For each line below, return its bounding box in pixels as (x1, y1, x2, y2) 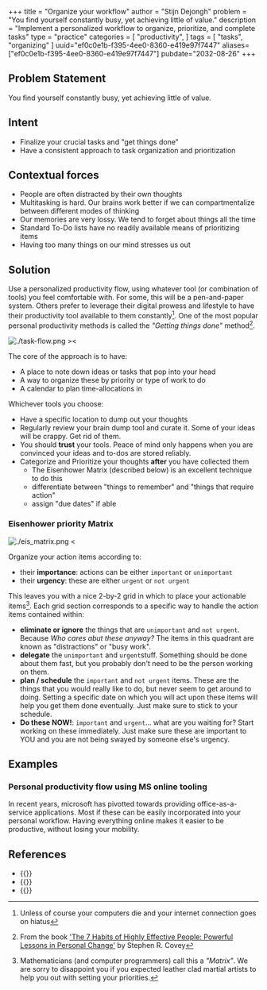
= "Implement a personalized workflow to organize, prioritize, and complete (8, 24, 256, 33)
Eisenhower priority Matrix (8, 518, 114, 530)
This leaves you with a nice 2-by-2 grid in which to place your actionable (8, 591, 246, 600)
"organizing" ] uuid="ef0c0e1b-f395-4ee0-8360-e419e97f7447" (8, 40, 221, 50)
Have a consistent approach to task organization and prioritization (19, 145, 236, 155)
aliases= (222, 40, 250, 50)
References (8, 847, 67, 861)
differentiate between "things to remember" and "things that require (31, 482, 254, 491)
